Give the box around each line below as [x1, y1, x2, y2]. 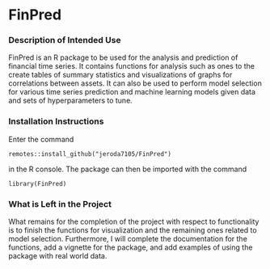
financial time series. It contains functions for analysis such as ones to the [8, 61, 255, 71]
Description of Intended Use [8, 35, 121, 46]
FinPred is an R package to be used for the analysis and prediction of [8, 53, 238, 62]
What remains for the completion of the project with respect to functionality [8, 216, 259, 227]
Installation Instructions [8, 116, 104, 127]
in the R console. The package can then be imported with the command [8, 164, 247, 174]
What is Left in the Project [8, 198, 112, 209]
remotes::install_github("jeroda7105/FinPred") [8, 149, 172, 158]
